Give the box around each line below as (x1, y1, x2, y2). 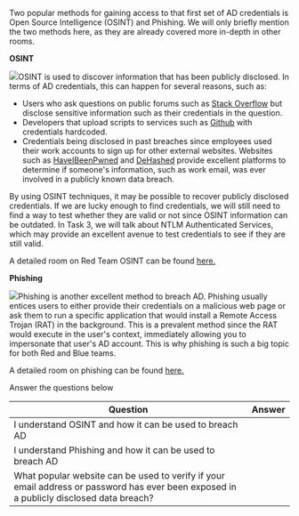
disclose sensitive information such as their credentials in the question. (21, 108, 283, 118)
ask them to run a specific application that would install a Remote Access (9, 310, 278, 320)
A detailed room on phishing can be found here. (9, 365, 184, 375)
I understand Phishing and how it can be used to (13, 444, 215, 456)
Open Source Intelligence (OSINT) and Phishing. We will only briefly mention (9, 17, 289, 28)
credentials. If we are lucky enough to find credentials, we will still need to (9, 200, 280, 211)
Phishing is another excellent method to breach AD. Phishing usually (18, 291, 269, 302)
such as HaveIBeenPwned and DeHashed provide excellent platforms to (21, 155, 287, 165)
